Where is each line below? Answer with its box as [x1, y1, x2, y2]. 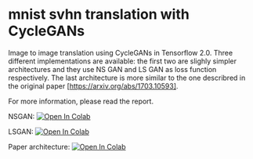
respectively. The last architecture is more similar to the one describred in [8, 73, 246, 82]
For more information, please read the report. [8, 96, 154, 106]
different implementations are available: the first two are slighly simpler [8, 56, 237, 66]
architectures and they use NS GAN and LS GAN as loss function [8, 64, 217, 74]
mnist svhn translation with [8, 5, 190, 23]
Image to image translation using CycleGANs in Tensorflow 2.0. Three [8, 48, 233, 57]
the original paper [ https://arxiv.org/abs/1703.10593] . [8, 81, 179, 91]
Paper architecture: [8, 142, 70, 151]
